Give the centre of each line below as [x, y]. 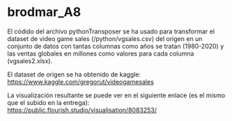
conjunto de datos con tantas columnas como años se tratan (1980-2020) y [116, 46]
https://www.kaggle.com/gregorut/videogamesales [81, 81]
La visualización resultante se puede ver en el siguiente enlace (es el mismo [116, 95]
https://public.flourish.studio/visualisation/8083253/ [82, 110]
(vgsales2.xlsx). [30, 60]
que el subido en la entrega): [48, 102]
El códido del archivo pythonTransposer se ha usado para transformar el [111, 31]
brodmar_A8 [44, 12]
